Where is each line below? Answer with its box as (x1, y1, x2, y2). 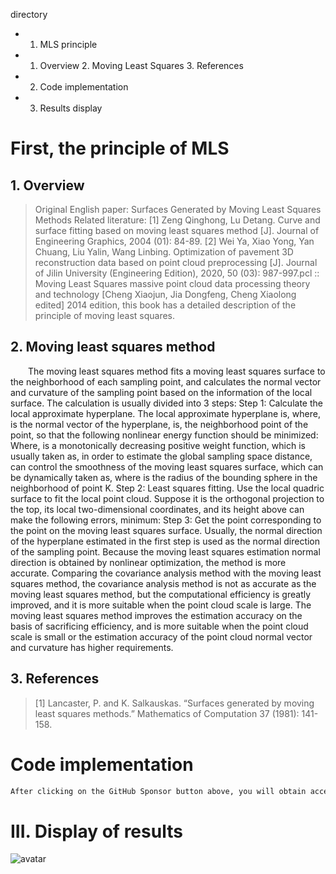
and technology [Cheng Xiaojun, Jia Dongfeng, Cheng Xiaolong (34, 289, 297, 300)
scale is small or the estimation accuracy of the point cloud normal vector (10, 630, 313, 643)
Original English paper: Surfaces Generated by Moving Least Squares (34, 204, 322, 215)
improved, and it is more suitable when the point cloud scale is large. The (10, 599, 312, 611)
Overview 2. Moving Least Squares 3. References (39, 60, 244, 71)
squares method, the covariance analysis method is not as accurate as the (10, 577, 317, 589)
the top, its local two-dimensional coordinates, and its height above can (10, 503, 305, 515)
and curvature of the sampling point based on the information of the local (10, 386, 313, 398)
